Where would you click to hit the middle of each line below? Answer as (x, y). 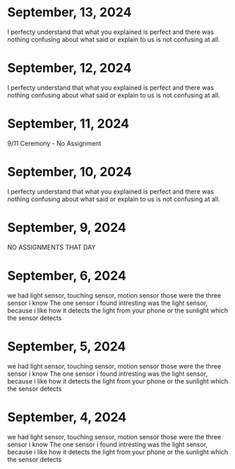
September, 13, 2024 (70, 12)
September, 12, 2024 (70, 68)
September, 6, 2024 (67, 276)
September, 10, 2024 (70, 172)
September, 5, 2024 (67, 346)
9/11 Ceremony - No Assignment (54, 143)
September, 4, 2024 (67, 417)
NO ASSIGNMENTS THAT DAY (52, 247)
